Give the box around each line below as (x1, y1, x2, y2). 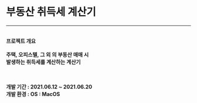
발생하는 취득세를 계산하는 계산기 (6, 58, 81, 65)
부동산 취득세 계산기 (6, 5, 97, 19)
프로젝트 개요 (6, 37, 36, 44)
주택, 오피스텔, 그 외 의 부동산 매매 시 (6, 51, 89, 58)
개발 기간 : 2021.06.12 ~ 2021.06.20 (6, 83, 93, 90)
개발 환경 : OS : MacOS (6, 90, 60, 97)
